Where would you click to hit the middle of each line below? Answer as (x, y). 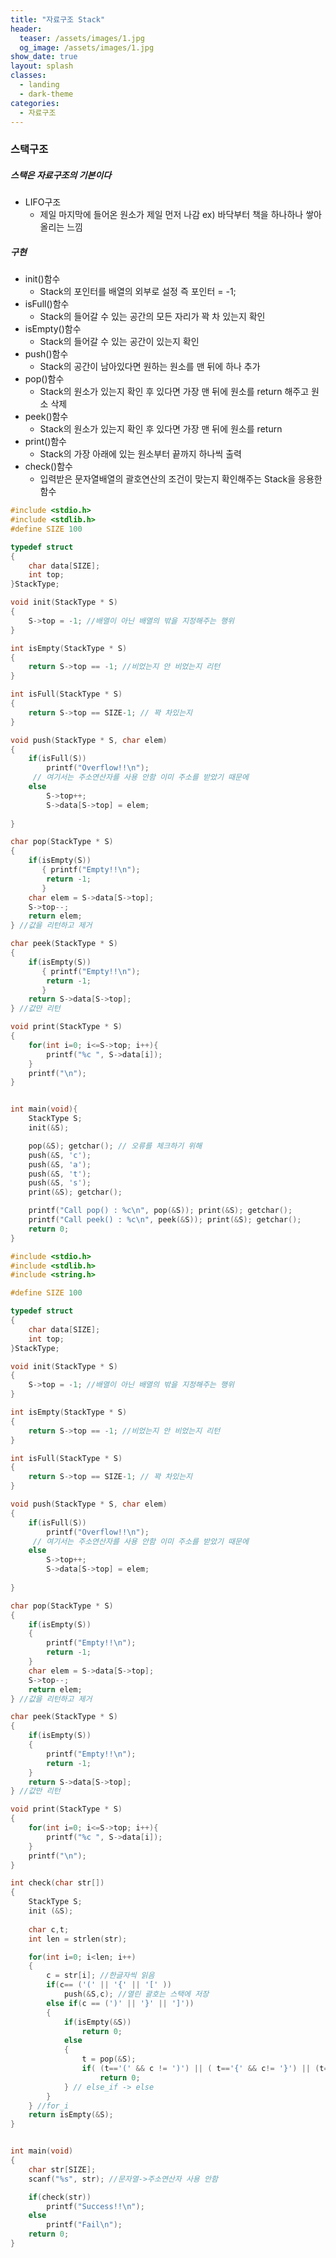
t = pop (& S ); (109, 2059)
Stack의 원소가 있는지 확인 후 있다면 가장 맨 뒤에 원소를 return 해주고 (174, 392)
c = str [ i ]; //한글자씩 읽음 (100, 1976)
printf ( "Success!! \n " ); (95, 2206)
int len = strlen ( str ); (78, 1939)
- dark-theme (46, 94)
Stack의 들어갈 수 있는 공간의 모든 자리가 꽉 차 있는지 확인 (152, 317)
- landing (39, 85)
